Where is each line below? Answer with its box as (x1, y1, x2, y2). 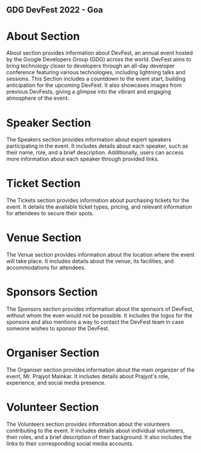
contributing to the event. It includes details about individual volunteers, (6, 427, 185, 434)
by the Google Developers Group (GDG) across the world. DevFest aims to (6, 56, 192, 63)
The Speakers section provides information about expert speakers (6, 136, 171, 144)
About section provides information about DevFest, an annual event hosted (6, 49, 193, 57)
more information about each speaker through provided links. (6, 155, 159, 163)
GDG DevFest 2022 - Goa (6, 5, 103, 15)
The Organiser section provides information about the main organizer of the (6, 366, 195, 373)
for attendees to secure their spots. (6, 210, 94, 217)
